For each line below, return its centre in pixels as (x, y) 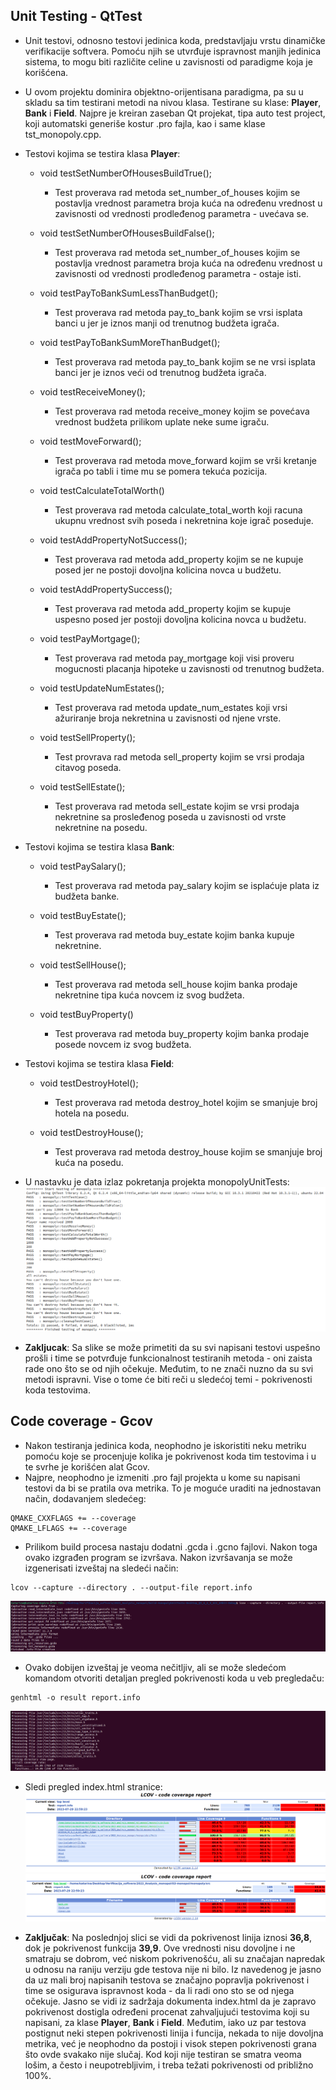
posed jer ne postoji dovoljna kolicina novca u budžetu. (168, 570)
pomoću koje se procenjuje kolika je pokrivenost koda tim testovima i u (170, 1456)
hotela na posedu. (92, 1113)
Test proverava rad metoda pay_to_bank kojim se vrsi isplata (178, 312)
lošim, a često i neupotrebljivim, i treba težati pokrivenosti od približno (169, 2065)
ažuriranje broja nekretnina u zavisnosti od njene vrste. (168, 718)
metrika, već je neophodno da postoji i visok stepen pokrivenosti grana (170, 2044)
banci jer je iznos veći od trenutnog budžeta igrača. (160, 372)
